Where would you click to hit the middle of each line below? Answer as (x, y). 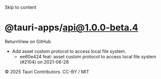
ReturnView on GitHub (28, 41)
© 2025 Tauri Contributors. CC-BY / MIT (47, 71)
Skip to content (21, 7)
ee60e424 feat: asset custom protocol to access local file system (88, 56)
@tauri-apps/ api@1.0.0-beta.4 (72, 28)
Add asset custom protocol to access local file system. (69, 51)
